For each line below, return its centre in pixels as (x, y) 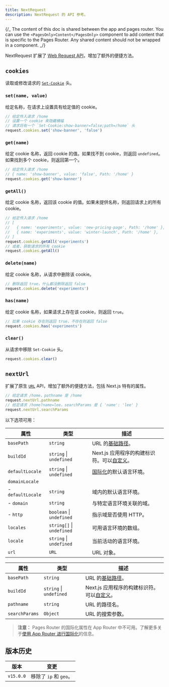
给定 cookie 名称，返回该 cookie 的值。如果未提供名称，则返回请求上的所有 (83, 202)
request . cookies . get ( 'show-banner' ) (44, 179)
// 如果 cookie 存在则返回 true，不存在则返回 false (56, 321)
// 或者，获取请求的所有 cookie (35, 246)
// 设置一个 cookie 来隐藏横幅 (34, 121)
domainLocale (23, 481)
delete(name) (21, 263)
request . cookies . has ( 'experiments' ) (44, 326)
